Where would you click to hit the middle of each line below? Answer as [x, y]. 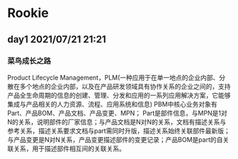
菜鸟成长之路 [29, 60]
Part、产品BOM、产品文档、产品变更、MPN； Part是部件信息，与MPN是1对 [118, 113]
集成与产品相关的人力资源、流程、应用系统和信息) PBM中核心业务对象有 [112, 104]
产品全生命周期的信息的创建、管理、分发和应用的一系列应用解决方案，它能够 [119, 95]
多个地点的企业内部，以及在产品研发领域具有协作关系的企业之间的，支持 [125, 86]
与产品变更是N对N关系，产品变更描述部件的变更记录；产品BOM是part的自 [115, 139]
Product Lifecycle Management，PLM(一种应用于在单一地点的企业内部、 [113, 77]
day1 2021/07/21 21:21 [57, 39]
